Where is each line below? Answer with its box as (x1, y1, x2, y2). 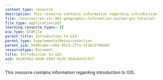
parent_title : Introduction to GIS (5, 34, 77, 39)
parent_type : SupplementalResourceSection (5, 39, 92, 43)
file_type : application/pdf (5, 20, 62, 26)
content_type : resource (5, 7, 53, 12)
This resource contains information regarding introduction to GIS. (5, 69, 135, 75)
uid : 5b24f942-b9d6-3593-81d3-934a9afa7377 (5, 56, 95, 61)
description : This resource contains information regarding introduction (5, 12, 158, 16)
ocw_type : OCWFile (5, 29, 42, 34)
